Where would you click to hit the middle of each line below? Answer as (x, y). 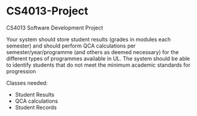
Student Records (36, 107)
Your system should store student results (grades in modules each (89, 39)
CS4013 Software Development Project (55, 28)
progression (21, 71)
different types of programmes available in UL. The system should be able (98, 58)
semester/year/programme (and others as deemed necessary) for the (92, 52)
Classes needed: (27, 83)
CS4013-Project (47, 11)
